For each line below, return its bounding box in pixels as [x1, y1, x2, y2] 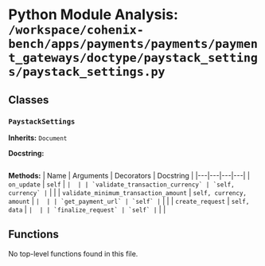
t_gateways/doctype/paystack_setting [8, 50, 259, 65]
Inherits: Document [8, 133, 68, 143]
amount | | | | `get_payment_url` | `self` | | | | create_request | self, [8, 196, 250, 205]
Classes [8, 93, 49, 107]
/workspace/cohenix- [8, 22, 145, 37]
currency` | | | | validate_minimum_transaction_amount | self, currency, [8, 187, 247, 197]
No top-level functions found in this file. [8, 248, 138, 258]
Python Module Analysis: [8, 6, 179, 24]
